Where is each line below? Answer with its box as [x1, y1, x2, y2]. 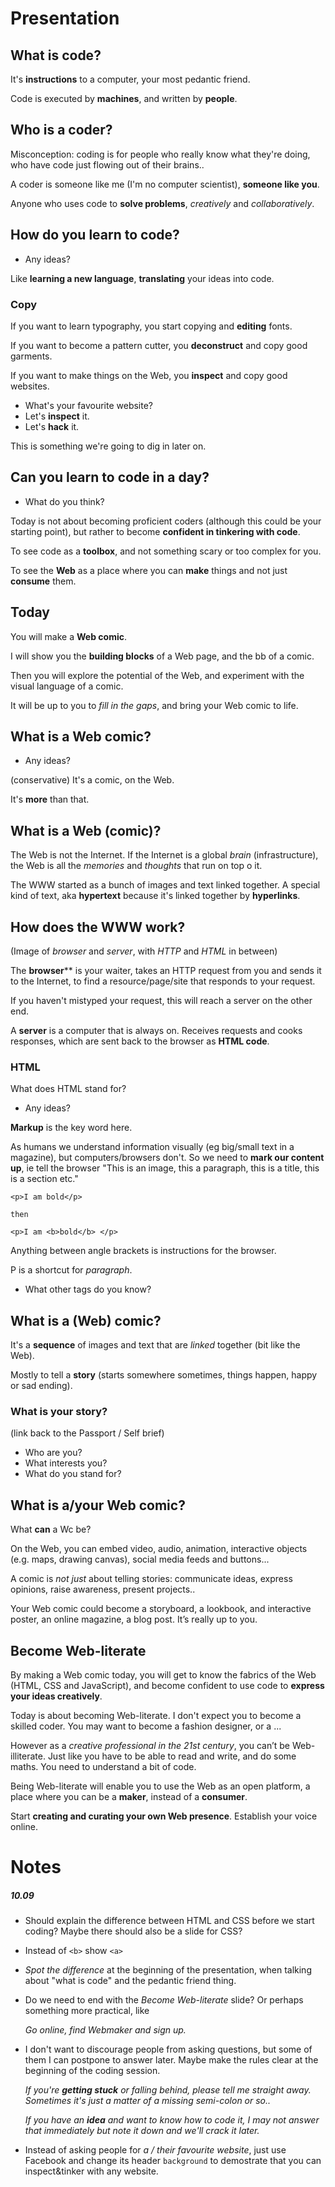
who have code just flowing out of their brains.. [10, 158, 205, 171]
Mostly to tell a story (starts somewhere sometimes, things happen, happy [10, 1369, 318, 1381]
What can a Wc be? [10, 1523, 92, 1536]
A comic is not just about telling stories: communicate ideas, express [10, 1573, 293, 1585]
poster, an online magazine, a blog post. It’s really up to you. [10, 1613, 258, 1626]
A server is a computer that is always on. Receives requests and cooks [10, 1024, 303, 1036]
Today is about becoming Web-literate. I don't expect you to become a [10, 1710, 302, 1722]
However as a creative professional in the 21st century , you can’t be [10, 1740, 291, 1752]
